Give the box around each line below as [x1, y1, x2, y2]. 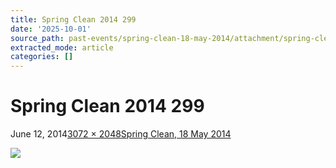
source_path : [10, 33, 65, 43]
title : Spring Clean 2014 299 [10, 14, 137, 25]
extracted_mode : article [10, 42, 114, 53]
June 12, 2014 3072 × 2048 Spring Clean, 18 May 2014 [10, 128, 232, 140]
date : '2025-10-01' [10, 24, 92, 34]
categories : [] [10, 52, 74, 62]
